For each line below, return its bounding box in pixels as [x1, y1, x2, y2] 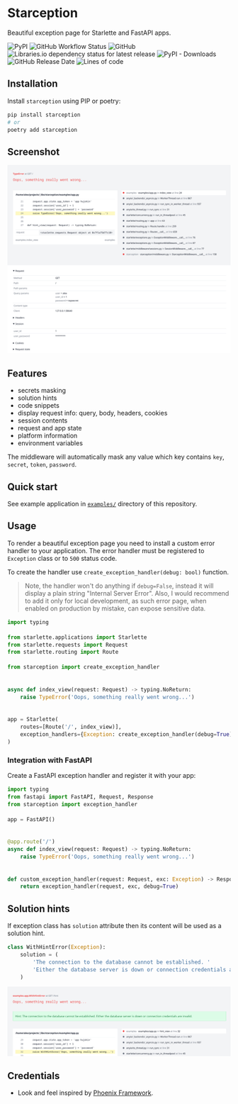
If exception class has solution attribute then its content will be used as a [7, 922, 222, 930]
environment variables [17, 439, 84, 447]
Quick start [7, 481, 58, 493]
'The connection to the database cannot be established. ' [33, 959, 211, 966]
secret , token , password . [7, 460, 77, 469]
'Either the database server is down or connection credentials [33, 966, 227, 973]
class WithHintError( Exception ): [7, 944, 106, 951]
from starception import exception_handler [7, 801, 138, 808]
